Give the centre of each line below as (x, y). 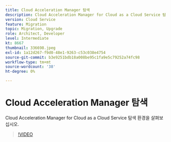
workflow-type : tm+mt (28, 62)
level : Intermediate (27, 39)
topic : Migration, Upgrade (34, 29)
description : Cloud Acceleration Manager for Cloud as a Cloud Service (83, 15)
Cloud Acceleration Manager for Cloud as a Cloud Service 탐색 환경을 (78, 118)
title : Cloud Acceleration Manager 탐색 (48, 10)
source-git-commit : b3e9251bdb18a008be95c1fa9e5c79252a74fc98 (73, 57)
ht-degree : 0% (20, 72)
